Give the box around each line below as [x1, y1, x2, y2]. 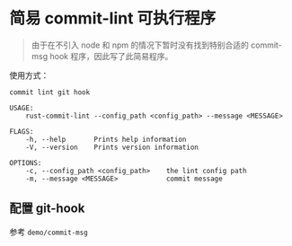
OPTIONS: [9, 158, 42, 167]
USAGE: [9, 103, 34, 112]
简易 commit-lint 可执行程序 [9, 8, 217, 29]
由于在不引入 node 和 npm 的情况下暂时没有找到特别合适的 [31, 40, 250, 50]
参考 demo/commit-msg [9, 226, 88, 237]
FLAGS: [9, 127, 34, 136]
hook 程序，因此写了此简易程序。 [49, 50, 173, 61]
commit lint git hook [9, 87, 91, 97]
